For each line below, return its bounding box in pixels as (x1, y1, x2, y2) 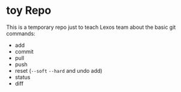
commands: (6, 29, 36, 37)
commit (14, 48, 34, 55)
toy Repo (6, 4, 52, 17)
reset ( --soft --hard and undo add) (14, 67, 103, 74)
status (14, 73, 31, 81)
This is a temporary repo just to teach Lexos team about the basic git (6, 23, 176, 31)
